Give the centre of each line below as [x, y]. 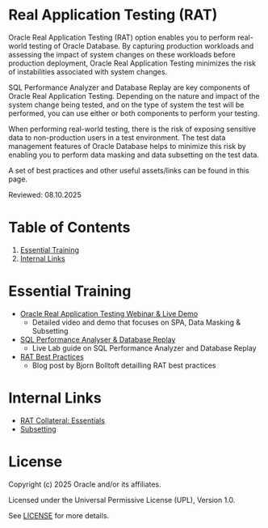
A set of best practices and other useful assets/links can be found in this [129, 170]
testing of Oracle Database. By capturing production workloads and [141, 45]
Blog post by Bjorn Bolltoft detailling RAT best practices [124, 365]
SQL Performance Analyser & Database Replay [98, 339]
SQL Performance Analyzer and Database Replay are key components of [129, 87]
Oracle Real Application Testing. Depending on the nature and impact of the [134, 96]
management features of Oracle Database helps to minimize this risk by [127, 146]
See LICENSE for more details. [59, 515]
